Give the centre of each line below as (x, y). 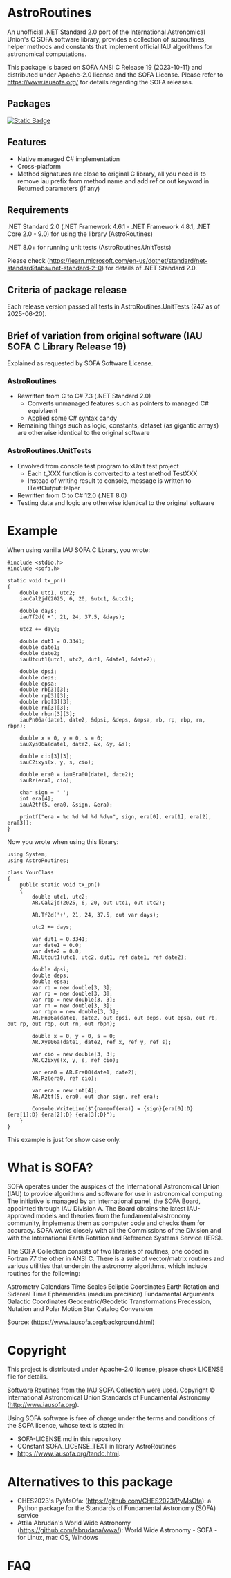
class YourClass (30, 872)
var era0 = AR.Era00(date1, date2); (85, 1072)
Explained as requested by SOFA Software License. (80, 363)
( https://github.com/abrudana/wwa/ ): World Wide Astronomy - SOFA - (117, 1530)
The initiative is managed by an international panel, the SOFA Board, (104, 1201)
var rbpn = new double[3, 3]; (75, 1011)
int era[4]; (37, 798)
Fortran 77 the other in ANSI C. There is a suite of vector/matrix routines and (116, 1259)
